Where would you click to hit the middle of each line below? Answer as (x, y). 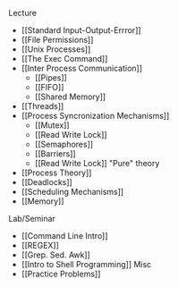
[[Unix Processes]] (56, 49)
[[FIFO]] (49, 87)
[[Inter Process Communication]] (82, 68)
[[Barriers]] (55, 154)
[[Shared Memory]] (70, 97)
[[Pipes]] (51, 78)
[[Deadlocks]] (47, 182)
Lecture (23, 13)
